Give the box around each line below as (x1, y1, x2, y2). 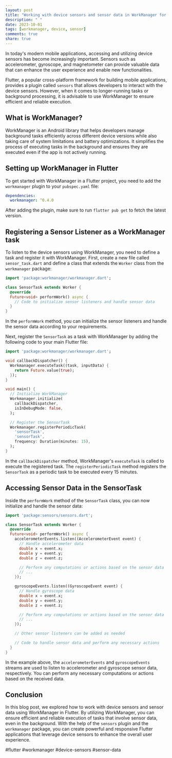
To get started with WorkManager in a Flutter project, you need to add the (5, 178, 161, 184)
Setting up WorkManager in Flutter (5, 164, 119, 173)
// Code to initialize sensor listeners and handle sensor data (14, 299, 155, 304)
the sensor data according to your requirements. (5, 324, 108, 330)
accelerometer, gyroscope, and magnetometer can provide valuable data (5, 61, 160, 67)
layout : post (5, 7, 33, 13)
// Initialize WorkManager (10, 392, 68, 397)
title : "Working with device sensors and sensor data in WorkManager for (5, 12, 167, 17)
